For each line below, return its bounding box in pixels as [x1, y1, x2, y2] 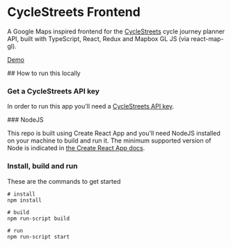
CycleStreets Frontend [7, 4, 141, 20]
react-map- [191, 34, 224, 42]
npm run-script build [7, 215, 70, 222]
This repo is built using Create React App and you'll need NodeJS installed [7, 129, 221, 138]
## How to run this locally [7, 69, 81, 77]
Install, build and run [7, 161, 78, 171]
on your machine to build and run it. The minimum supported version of [7, 136, 212, 145]
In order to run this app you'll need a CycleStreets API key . [7, 102, 175, 111]
